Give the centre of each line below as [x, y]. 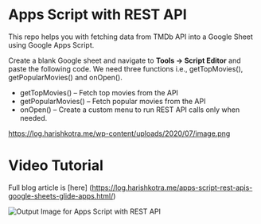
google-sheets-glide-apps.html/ [61, 195]
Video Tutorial [56, 166]
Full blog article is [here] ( [50, 187]
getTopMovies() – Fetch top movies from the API [99, 92]
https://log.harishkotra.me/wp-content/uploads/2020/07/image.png [119, 133]
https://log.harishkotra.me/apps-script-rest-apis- [172, 187]
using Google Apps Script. [51, 44]
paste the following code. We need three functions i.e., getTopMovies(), [126, 68]
